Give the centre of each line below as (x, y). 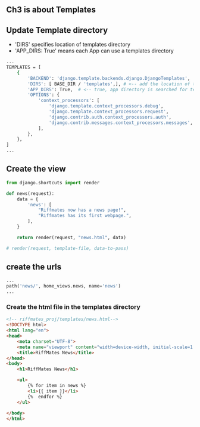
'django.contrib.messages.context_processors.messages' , (121, 123)
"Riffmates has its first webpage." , (85, 216)
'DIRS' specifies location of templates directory (73, 45)
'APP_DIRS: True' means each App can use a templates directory (94, 51)
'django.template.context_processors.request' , (109, 112)
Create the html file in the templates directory (74, 307)
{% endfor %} (45, 397)
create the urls (34, 267)
